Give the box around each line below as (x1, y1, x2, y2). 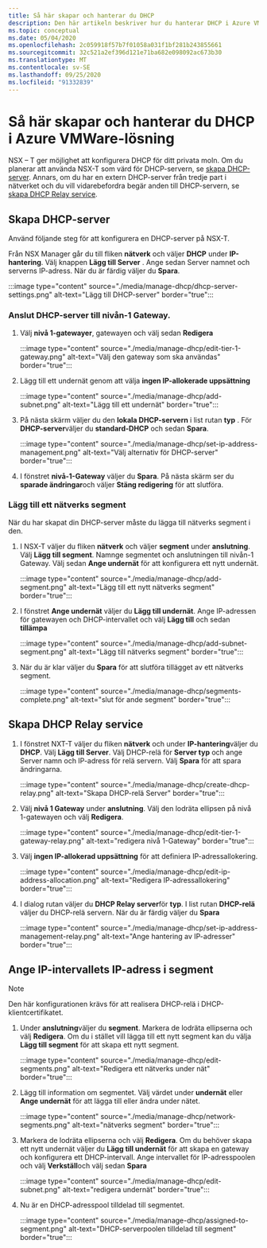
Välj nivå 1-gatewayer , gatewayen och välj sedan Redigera (19, 328, 214, 337)
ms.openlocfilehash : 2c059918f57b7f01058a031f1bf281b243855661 (8, 41, 222, 49)
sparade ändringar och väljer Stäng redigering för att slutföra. (19, 479, 224, 489)
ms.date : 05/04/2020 (8, 33, 77, 42)
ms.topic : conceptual (8, 26, 80, 34)
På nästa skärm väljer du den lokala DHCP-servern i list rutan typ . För (19, 415, 253, 424)
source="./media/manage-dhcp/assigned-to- (100, 1215, 249, 1226)
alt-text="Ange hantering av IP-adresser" (101, 931, 236, 941)
